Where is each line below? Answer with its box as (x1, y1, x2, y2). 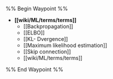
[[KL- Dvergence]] (23, 36, 68, 42)
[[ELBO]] (23, 29, 45, 36)
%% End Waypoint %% (5, 66, 63, 73)
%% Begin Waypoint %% (5, 5, 68, 12)
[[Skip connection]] (23, 48, 71, 55)
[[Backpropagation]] (23, 23, 74, 30)
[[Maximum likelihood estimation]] (23, 42, 108, 49)
